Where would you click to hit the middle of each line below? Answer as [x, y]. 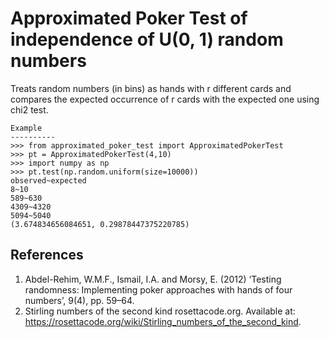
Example [26, 128]
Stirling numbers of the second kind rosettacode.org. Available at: [160, 311]
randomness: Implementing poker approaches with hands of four [158, 289]
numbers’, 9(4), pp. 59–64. [79, 300]
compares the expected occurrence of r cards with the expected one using [165, 99]
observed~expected [48, 180]
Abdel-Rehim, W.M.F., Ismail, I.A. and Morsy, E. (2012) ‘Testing [153, 279]
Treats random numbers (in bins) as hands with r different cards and [151, 88]
